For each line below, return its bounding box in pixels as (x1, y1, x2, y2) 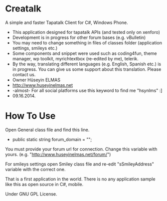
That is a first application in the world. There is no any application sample (5, 176, 156, 182)
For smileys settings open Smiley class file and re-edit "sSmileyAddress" (5, 161, 155, 167)
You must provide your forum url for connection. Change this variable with (5, 146, 158, 152)
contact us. (12, 71, 36, 77)
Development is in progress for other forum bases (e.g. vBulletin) (12, 34, 146, 40)
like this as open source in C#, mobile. (5, 181, 84, 187)
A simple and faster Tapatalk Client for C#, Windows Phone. (5, 19, 128, 25)
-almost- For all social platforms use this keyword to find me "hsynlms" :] (12, 87, 163, 93)
